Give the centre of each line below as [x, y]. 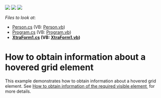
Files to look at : [20, 18]
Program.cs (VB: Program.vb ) [42, 32]
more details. [18, 91]
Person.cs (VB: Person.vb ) [39, 27]
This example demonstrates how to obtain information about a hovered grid [81, 81]
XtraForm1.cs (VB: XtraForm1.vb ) [46, 37]
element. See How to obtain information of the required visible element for [80, 86]
